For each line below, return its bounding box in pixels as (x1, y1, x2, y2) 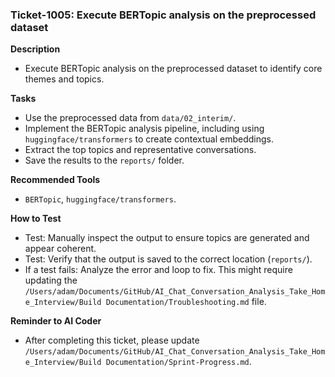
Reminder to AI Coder (10, 315, 102, 327)
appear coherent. (24, 243, 97, 255)
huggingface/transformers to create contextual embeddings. (24, 133, 274, 145)
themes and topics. (24, 73, 105, 85)
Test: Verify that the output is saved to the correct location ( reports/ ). (24, 253, 313, 265)
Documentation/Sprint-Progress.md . (105, 356, 252, 368)
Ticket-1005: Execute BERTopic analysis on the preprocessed (10, 8, 317, 22)
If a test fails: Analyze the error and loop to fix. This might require (24, 264, 293, 276)
